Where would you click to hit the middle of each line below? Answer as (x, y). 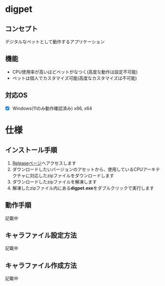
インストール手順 (31, 150)
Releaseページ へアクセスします (44, 163)
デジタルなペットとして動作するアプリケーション (55, 42)
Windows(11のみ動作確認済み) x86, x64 (52, 108)
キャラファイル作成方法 (41, 265)
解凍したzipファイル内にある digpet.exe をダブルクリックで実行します (83, 188)
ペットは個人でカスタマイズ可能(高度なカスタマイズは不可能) (75, 78)
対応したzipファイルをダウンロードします (72, 175)
